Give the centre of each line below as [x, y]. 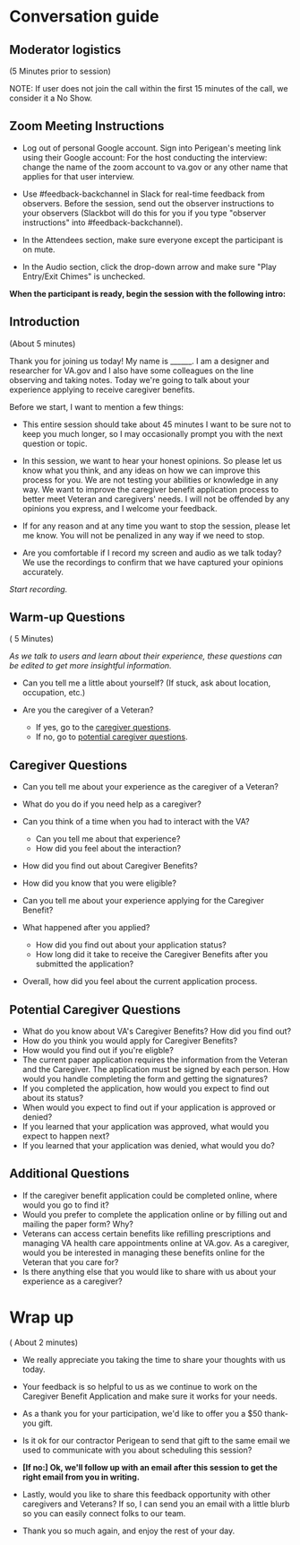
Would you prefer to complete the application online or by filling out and [154, 1214]
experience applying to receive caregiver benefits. [102, 389]
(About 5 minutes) [43, 344]
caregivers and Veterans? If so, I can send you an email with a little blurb [156, 1504]
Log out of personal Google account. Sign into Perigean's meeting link [152, 148]
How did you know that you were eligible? [99, 883]
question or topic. [55, 443]
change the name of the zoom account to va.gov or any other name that [155, 167]
